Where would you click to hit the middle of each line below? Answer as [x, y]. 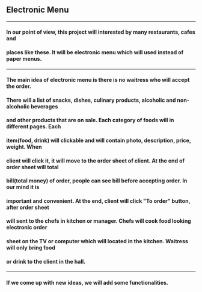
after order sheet [28, 207]
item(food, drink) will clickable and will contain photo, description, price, [99, 140]
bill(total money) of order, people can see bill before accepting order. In [97, 181]
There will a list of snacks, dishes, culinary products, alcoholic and [91, 100]
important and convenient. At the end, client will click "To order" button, [98, 200]
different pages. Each [34, 126]
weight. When [24, 146]
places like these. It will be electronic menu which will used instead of [95, 52]
